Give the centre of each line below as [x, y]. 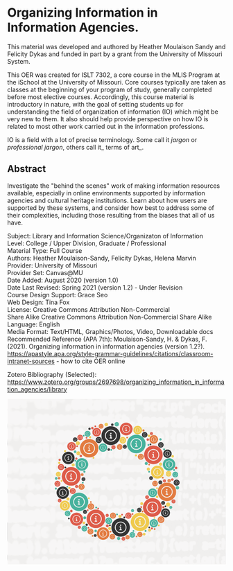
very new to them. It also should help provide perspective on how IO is [108, 118]
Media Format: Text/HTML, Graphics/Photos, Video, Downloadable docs [110, 331]
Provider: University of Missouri [52, 265]
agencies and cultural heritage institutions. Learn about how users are [107, 200]
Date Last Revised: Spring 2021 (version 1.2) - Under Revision [95, 287]
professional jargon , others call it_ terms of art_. [76, 147]
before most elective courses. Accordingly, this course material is [101, 97]
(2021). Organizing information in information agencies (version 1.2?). [106, 346]
